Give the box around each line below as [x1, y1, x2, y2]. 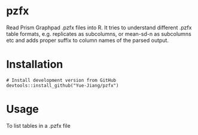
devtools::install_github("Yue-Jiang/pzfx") [6, 82, 119, 88]
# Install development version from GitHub [6, 77, 117, 83]
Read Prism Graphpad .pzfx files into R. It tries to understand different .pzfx [6, 24, 192, 31]
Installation [6, 58, 63, 71]
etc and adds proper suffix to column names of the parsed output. [6, 36, 169, 44]
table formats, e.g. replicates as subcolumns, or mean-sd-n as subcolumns [6, 30, 191, 37]
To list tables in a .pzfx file [6, 122, 71, 129]
